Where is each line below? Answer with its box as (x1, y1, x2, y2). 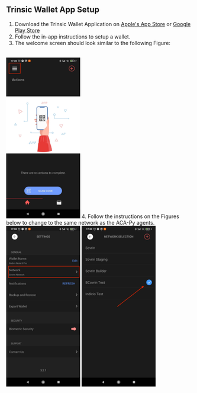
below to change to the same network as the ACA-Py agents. (6, 219, 155, 226)
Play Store (14, 27, 40, 34)
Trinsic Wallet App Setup (6, 5, 99, 15)
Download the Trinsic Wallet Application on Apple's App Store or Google (14, 20, 191, 27)
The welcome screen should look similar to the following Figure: (14, 39, 170, 46)
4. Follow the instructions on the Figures (81, 213, 179, 220)
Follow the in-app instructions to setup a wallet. (14, 33, 131, 40)
